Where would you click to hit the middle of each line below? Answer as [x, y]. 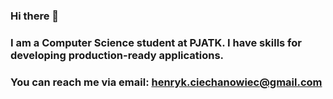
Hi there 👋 [35, 16]
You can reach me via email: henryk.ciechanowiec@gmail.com [166, 82]
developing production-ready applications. [117, 55]
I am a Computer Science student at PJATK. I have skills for [156, 42]
